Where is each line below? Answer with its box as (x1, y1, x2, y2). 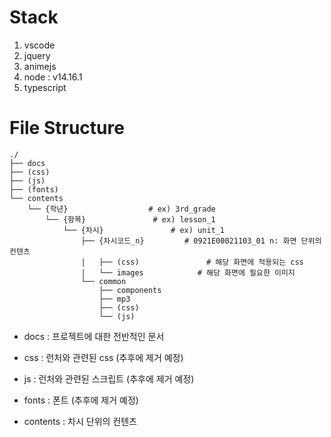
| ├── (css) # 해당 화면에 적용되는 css (80, 257, 304, 267)
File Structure (9, 117, 125, 140)
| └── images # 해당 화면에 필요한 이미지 (80, 267, 296, 278)
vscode (23, 39, 56, 51)
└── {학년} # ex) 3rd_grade (27, 204, 216, 214)
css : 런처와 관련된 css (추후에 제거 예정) (23, 351, 184, 363)
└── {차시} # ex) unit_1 (62, 225, 226, 235)
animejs (23, 60, 57, 72)
